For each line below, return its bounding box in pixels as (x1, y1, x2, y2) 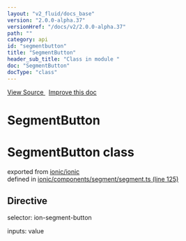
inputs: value (7, 227, 44, 235)
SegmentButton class (7, 144, 134, 160)
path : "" (7, 29, 33, 37)
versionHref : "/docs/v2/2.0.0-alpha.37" (7, 23, 127, 30)
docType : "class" (7, 68, 58, 75)
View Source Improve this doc (7, 88, 98, 96)
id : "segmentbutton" (7, 43, 68, 50)
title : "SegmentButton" (7, 50, 77, 57)
